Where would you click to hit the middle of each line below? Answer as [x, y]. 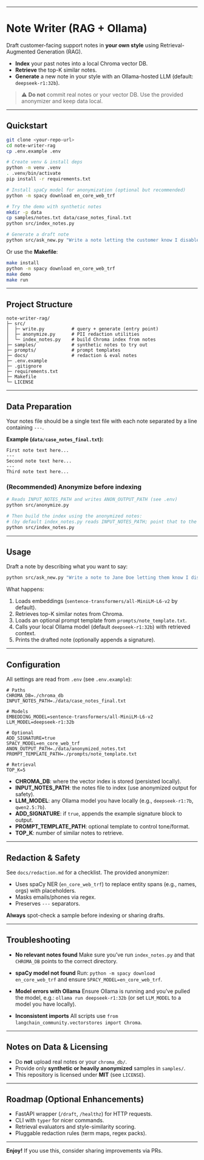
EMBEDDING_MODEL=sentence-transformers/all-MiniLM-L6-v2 [80, 717]
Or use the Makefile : [32, 251]
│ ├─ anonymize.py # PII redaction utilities [73, 335]
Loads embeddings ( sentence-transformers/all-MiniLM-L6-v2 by [96, 601]
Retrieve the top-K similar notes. [56, 70]
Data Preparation [39, 407]
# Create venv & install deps [45, 162]
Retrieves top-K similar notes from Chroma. [69, 614]
